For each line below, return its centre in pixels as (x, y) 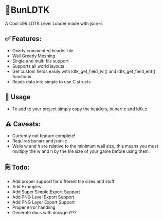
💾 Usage (18, 97)
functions (22, 76)
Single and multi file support (40, 61)
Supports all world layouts (38, 66)
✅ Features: (23, 39)
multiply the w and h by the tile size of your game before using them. (81, 151)
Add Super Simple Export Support (46, 192)
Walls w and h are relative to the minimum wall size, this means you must (85, 146)
